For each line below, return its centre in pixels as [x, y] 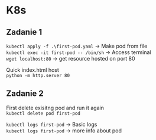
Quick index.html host [32, 70]
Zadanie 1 [24, 32]
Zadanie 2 [25, 94]
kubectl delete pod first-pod [43, 113]
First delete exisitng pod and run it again [55, 108]
